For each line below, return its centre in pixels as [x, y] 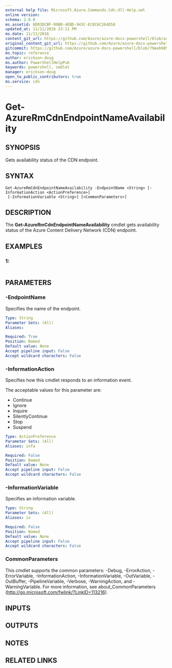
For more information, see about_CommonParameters [99, 586]
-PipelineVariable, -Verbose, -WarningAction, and [80, 581]
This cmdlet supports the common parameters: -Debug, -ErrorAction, [79, 570]
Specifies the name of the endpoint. [43, 309]
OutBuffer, [16, 581]
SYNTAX [20, 176]
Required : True [21, 337]
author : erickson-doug [29, 58]
